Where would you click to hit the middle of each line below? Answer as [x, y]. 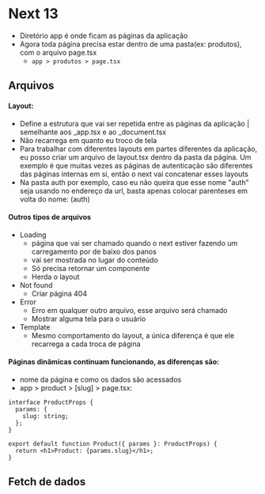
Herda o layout [55, 277]
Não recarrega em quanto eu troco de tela [88, 140]
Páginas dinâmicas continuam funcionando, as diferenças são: [114, 362]
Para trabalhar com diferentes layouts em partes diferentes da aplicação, [138, 149]
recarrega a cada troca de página [86, 344]
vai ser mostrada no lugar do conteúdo [95, 260]
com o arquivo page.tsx [58, 52]
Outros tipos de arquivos [50, 217]
